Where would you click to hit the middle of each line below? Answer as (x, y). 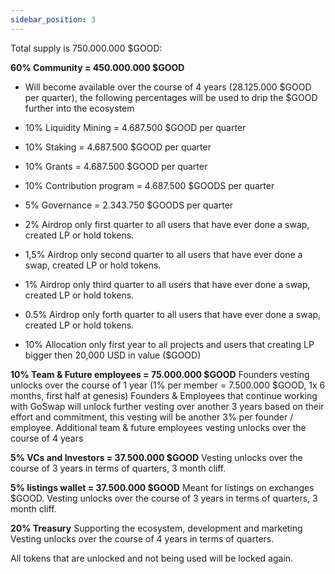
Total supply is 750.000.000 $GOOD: (86, 48)
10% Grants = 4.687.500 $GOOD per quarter (116, 166)
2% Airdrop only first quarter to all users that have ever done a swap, (167, 224)
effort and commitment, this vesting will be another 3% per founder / (152, 417)
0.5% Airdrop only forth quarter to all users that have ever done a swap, (173, 314)
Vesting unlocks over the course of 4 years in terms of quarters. (142, 538)
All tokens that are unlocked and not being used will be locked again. (152, 558)
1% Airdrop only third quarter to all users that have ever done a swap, (167, 284)
